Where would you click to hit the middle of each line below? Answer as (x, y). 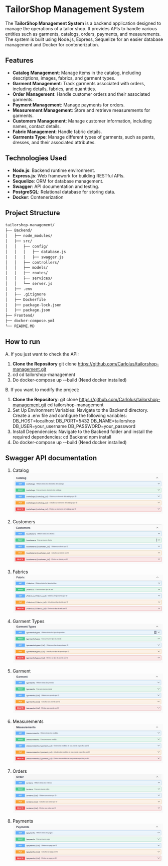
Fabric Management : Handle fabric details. (57, 132)
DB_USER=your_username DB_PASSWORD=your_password (74, 426)
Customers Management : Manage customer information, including (82, 121)
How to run (23, 342)
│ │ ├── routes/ (27, 273)
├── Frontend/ (20, 316)
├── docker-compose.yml (30, 321)
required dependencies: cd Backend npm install (62, 437)
